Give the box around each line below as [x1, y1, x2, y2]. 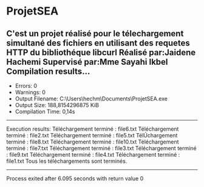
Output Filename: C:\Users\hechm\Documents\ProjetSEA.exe [15, 95, 168, 102]
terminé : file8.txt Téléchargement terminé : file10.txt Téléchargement [6, 138, 179, 145]
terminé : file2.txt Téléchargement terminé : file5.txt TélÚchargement [6, 132, 178, 139]
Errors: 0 [15, 82, 38, 89]
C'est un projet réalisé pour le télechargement [6, 28, 184, 39]
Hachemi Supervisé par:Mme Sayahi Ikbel [6, 56, 168, 67]
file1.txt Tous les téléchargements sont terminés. [6, 157, 127, 165]
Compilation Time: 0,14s [15, 108, 75, 115]
